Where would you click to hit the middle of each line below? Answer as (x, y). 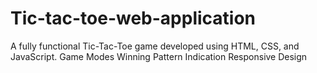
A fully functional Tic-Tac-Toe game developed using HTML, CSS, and (155, 46)
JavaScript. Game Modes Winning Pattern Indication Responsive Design (159, 56)
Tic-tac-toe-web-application (133, 18)
